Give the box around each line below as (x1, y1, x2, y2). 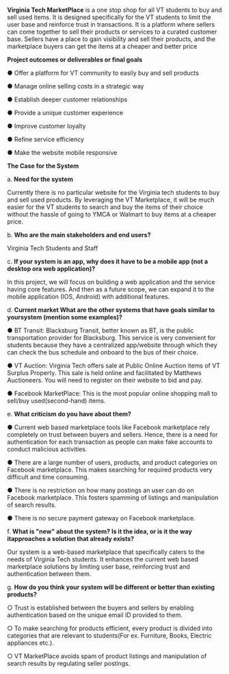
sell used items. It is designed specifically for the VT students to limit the (7, 13, 211, 21)
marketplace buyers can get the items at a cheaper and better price (7, 43, 198, 50)
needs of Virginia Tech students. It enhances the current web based (7, 555, 199, 563)
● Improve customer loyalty (7, 122, 86, 130)
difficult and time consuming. (7, 473, 90, 481)
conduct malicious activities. (7, 445, 87, 453)
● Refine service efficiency (7, 135, 84, 143)
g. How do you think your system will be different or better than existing (7, 583, 215, 591)
